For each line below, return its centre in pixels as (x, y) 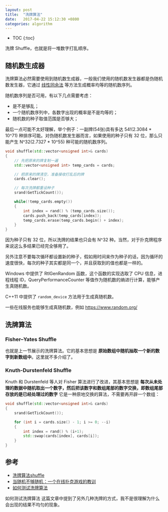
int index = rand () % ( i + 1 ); (53, 431)
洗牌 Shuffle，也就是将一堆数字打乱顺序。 (48, 49)
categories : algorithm (29, 24)
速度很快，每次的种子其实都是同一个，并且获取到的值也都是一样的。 (75, 263)
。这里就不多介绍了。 (53, 357)
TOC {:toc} (23, 38)
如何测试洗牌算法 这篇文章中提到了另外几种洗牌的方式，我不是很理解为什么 (82, 498)
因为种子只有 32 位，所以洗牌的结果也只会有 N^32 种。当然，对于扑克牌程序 (84, 240)
